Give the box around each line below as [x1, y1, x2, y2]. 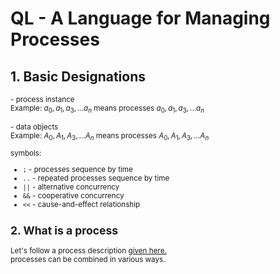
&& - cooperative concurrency [22, 190, 125, 201]
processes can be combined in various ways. [10, 254, 166, 264]
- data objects [10, 122, 59, 132]
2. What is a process [10, 223, 119, 238]
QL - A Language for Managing [10, 7, 271, 30]
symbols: [10, 148, 42, 159]
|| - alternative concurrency [22, 182, 120, 192]
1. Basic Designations [10, 68, 147, 85]
